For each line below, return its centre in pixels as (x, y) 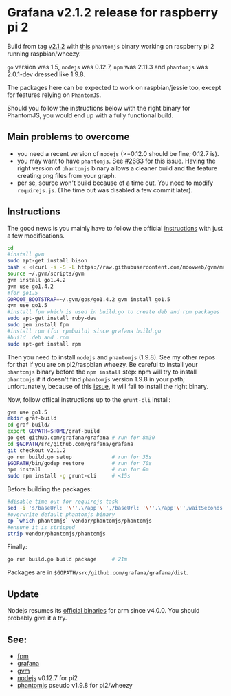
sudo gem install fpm (38, 325)
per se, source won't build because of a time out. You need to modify (115, 183)
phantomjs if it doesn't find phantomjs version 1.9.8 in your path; (96, 379)
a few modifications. (36, 236)
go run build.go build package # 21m (67, 559)
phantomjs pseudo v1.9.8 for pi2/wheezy (75, 685)
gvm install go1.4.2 (37, 280)
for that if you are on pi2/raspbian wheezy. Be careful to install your (102, 364)
